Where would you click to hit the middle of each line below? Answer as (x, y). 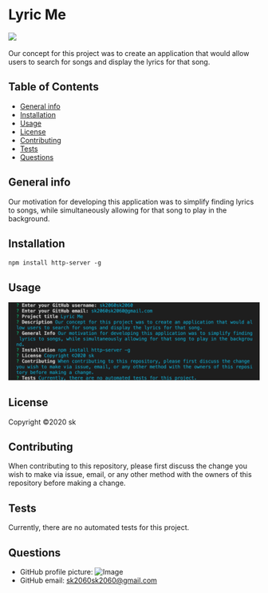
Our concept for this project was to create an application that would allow (129, 53)
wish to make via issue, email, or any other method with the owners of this (130, 475)
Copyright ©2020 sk (42, 422)
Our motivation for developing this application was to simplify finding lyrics (131, 201)
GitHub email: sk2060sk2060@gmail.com (89, 580)
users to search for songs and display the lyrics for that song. (109, 62)
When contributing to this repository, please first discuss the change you (128, 466)
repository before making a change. (67, 483)
